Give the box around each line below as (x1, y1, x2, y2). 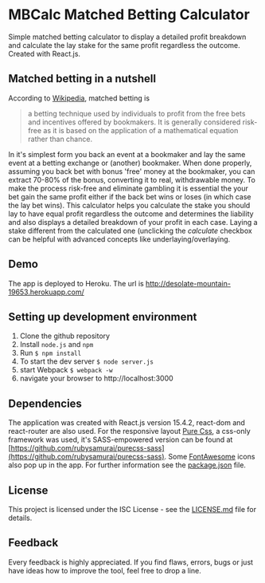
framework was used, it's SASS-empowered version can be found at (8, 435, 233, 444)
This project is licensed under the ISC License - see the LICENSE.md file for (8, 505, 257, 514)
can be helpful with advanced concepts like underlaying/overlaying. (8, 234, 231, 244)
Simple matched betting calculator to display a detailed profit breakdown (8, 32, 247, 41)
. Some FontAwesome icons (164, 452, 255, 462)
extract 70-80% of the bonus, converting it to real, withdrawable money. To (8, 175, 256, 184)
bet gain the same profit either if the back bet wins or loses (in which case (8, 191, 251, 201)
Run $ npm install (19, 349, 82, 358)
